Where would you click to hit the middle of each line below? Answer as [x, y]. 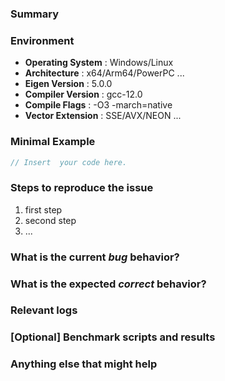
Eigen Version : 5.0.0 [68, 84]
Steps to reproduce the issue [82, 188]
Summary [35, 14]
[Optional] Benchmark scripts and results [113, 337]
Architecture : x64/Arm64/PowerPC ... [104, 73]
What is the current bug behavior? [95, 257]
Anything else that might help [84, 364]
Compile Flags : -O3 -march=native [98, 105]
